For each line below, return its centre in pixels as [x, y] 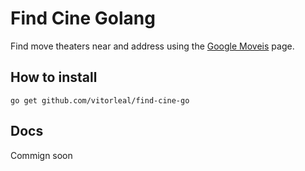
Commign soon [41, 155]
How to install [54, 77]
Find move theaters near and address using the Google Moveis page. [152, 46]
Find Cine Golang [83, 18]
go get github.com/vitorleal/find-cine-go [100, 100]
